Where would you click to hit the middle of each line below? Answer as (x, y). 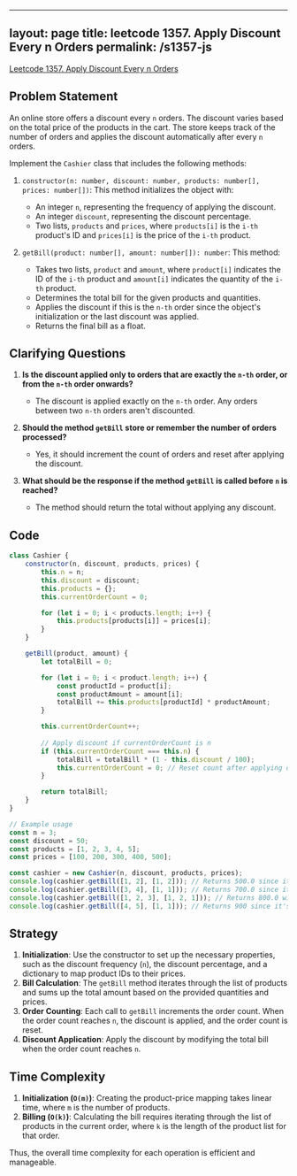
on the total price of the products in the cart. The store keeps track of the (142, 127)
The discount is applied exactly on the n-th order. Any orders (146, 401)
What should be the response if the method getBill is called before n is (155, 481)
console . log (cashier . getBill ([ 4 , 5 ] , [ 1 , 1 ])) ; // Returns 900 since (140, 906)
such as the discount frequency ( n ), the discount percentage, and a (145, 965)
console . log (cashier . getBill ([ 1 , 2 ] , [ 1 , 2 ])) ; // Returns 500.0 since (144, 881)
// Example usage (41, 824)
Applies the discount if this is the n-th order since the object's (148, 307)
